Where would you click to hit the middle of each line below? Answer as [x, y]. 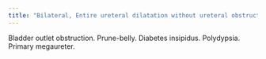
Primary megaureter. [42, 46]
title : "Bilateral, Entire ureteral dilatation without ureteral [118, 15]
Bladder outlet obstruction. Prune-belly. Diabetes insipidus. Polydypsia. [124, 38]
